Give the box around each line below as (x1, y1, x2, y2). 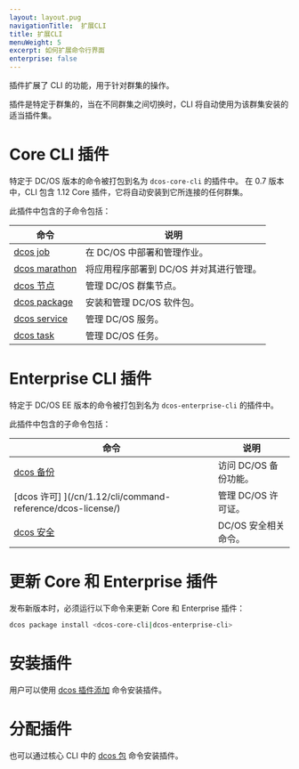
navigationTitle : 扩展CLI (9, 21, 107, 30)
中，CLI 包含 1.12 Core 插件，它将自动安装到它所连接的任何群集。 (9, 186, 248, 197)
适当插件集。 (9, 110, 56, 120)
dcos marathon (13, 262, 77, 274)
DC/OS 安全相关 (217, 519, 285, 531)
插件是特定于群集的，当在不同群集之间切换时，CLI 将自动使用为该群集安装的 (9, 99, 289, 109)
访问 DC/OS (217, 459, 267, 472)
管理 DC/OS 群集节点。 (85, 279, 182, 292)
